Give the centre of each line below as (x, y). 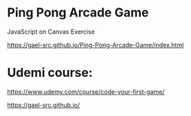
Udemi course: (50, 73)
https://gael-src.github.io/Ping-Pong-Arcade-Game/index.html (95, 45)
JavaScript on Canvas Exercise (51, 32)
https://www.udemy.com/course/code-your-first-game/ (86, 91)
